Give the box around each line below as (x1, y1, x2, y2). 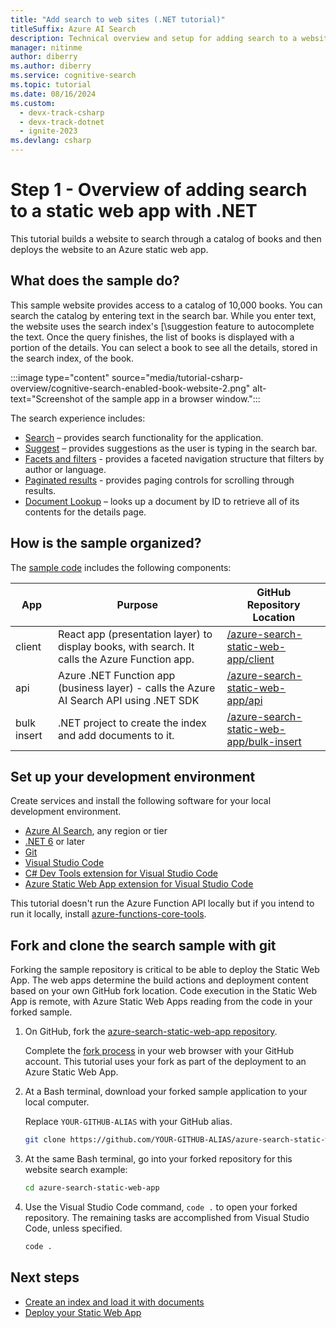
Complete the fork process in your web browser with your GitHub (24, 1045, 295, 1057)
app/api (226, 693, 263, 707)
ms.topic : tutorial (10, 80, 92, 90)
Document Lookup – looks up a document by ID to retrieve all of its (24, 495, 300, 507)
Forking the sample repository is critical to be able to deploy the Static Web (10, 964, 320, 976)
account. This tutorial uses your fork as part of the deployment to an (24, 1056, 307, 1068)
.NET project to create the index (58, 716, 207, 730)
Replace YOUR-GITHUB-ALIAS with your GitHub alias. (24, 1116, 233, 1128)
